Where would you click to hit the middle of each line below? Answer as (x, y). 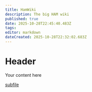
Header (20, 61)
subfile (12, 85)
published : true (22, 19)
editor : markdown (23, 32)
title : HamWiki (21, 10)
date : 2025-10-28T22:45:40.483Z (38, 23)
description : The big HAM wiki (37, 14)
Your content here (23, 75)
